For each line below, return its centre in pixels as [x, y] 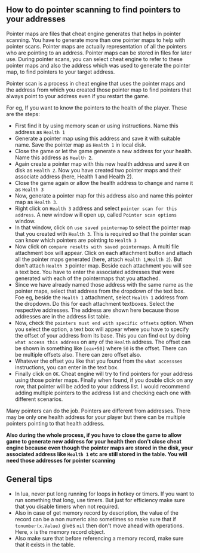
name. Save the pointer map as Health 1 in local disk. [80, 145]
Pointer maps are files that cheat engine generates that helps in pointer [93, 34]
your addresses [36, 19]
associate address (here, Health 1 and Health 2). [74, 177]
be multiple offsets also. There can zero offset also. [78, 354]
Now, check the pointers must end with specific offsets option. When [104, 323]
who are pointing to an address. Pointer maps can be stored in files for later [99, 53]
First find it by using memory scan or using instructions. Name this [96, 126]
